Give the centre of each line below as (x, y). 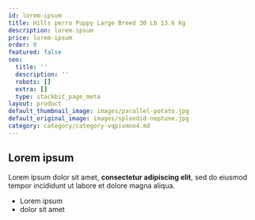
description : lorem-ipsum (51, 30)
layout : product (35, 104)
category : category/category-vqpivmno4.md (79, 126)
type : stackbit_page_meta (58, 97)
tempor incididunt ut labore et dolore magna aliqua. (92, 185)
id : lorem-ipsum (35, 15)
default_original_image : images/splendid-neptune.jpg (99, 119)
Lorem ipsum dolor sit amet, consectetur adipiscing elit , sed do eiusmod (128, 177)
